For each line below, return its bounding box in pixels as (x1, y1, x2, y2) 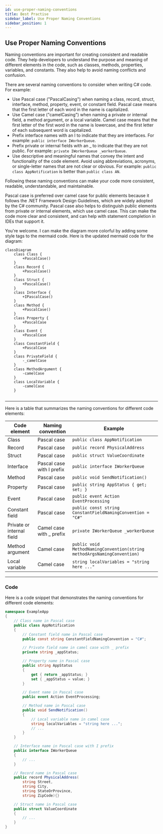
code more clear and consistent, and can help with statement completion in (5, 213, 156, 219)
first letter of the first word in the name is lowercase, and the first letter (12, 122, 154, 128)
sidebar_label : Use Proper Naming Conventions (5, 16, 101, 21)
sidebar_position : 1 (5, 20, 47, 26)
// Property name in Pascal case (22, 658, 90, 664)
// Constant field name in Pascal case (22, 632, 103, 637)
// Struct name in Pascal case (14, 802, 77, 807)
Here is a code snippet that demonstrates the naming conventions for (5, 595, 144, 601)
